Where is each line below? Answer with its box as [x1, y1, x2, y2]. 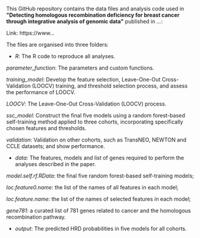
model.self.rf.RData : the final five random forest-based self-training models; [6, 172, 194, 179]
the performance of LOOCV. [6, 89, 76, 95]
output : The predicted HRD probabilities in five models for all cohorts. [14, 225, 187, 232]
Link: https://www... [6, 29, 55, 37]
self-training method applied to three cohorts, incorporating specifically [6, 118, 183, 125]
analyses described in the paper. [14, 161, 96, 167]
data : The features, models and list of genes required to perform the [14, 154, 184, 161]
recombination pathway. [6, 213, 66, 221]
